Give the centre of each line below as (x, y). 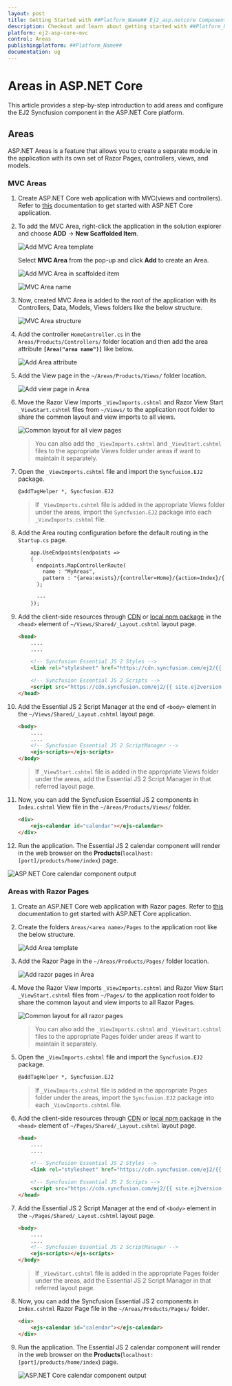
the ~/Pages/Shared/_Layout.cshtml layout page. (86, 1215)
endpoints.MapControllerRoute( (81, 566)
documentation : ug (34, 52)
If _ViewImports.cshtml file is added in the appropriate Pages (121, 1090)
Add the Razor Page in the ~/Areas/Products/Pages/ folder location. (113, 961)
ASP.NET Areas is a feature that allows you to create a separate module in (113, 151)
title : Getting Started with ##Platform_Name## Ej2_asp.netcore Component (117, 20)
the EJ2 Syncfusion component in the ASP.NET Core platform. (96, 112)
